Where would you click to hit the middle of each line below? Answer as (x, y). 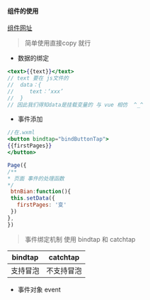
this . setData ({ (33, 198)
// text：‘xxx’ (35, 91)
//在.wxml (21, 133)
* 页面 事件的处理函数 (36, 178)
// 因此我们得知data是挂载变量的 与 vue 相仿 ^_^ (75, 105)
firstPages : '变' (42, 205)
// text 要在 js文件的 (38, 78)
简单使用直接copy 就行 (58, 43)
